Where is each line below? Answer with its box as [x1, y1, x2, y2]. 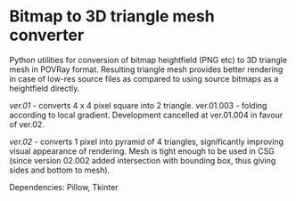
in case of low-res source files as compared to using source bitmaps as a [9, 73, 279, 84]
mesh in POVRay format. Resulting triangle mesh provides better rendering [9, 64, 284, 75]
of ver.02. [9, 118, 45, 130]
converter [9, 25, 85, 45]
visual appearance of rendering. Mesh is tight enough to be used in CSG [9, 145, 275, 157]
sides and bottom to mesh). [9, 165, 111, 175]
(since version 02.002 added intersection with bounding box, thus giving [9, 155, 276, 165]
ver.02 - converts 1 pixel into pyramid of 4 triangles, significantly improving [9, 136, 284, 147]
